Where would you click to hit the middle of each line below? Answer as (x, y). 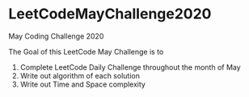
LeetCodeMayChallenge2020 (110, 14)
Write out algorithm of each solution (80, 75)
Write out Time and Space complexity (82, 84)
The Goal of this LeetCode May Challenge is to (86, 51)
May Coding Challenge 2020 (56, 36)
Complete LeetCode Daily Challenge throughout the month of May (130, 67)
